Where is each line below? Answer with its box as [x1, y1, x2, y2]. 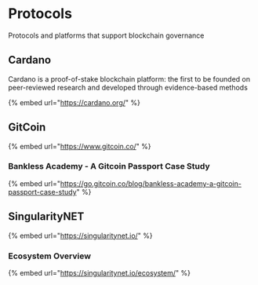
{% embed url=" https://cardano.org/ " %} [8, 97, 141, 107]
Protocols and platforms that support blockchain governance [8, 31, 205, 40]
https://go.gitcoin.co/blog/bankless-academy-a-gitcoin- [60, 178, 242, 188]
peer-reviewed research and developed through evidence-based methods [8, 82, 249, 92]
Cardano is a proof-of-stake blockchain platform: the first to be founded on [8, 74, 251, 83]
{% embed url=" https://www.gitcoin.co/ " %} [8, 141, 151, 151]
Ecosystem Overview [8, 250, 92, 261]
